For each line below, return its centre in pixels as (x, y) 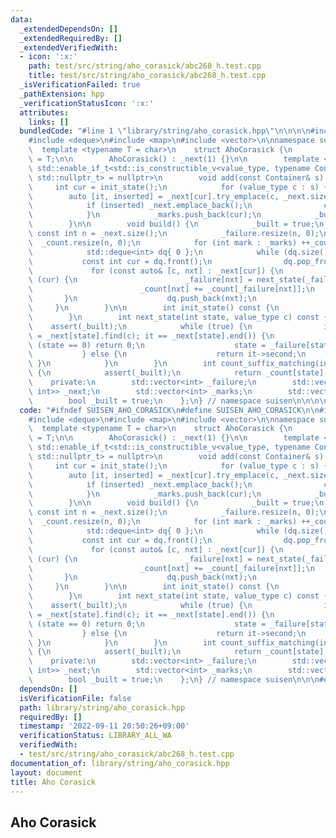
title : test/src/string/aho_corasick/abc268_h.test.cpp (147, 76)
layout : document (46, 772)
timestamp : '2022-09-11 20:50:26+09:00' (104, 726)
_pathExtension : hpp (62, 94)
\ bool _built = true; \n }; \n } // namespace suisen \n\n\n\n (178, 401)
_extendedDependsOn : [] (68, 29)
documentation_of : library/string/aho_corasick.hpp (120, 763)
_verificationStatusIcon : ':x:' (87, 103)
